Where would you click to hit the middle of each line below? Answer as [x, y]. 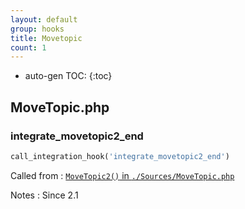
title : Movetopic [46, 38]
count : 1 [28, 47]
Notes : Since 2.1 [44, 195]
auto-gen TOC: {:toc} [68, 76]
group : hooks [37, 29]
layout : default [44, 19]
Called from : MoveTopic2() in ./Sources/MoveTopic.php [122, 175]
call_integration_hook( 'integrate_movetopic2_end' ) [120, 156]
